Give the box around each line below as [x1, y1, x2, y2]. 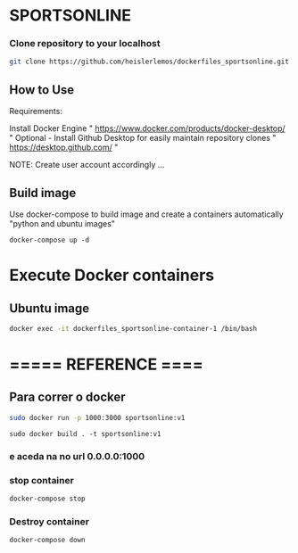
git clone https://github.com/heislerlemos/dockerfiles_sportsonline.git [9, 57, 290, 67]
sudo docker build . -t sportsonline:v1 [9, 429, 162, 438]
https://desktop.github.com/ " [9, 142, 119, 153]
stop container [9, 474, 74, 486]
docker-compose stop [9, 494, 87, 503]
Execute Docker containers [9, 265, 215, 285]
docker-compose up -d [9, 235, 90, 244]
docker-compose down [9, 536, 87, 545]
